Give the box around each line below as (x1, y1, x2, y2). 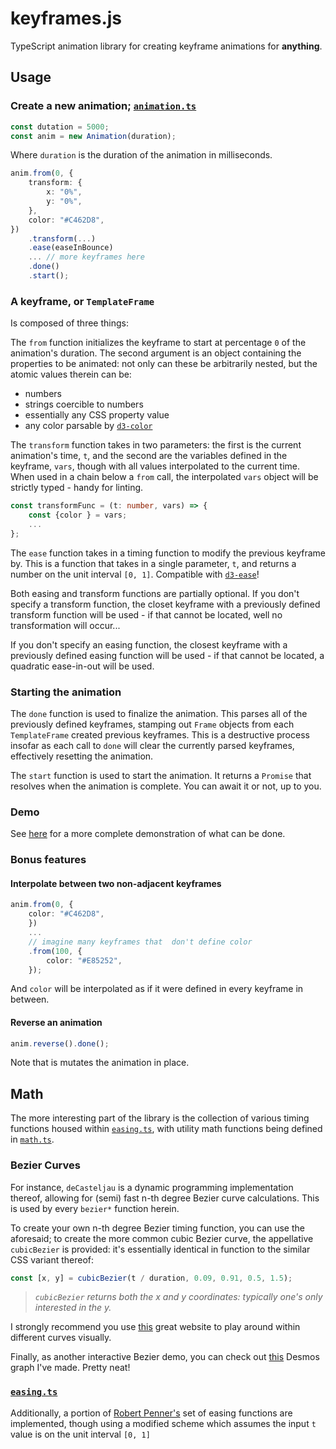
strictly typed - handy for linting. (10, 482, 144, 494)
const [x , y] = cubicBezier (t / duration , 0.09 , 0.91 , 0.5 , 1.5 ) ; (10, 1273, 293, 1283)
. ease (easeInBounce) (28, 243, 114, 253)
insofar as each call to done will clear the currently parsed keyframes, (10, 739, 295, 751)
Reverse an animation (10, 1016, 103, 1028)
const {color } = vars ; (28, 510, 128, 521)
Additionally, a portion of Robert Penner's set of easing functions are (10, 1407, 293, 1419)
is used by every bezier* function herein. (10, 1202, 180, 1214)
